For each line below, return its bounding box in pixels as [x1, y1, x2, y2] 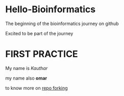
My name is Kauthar [5, 65, 48, 71]
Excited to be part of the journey [5, 30, 73, 36]
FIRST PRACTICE [5, 49, 78, 60]
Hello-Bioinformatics [5, 4, 96, 15]
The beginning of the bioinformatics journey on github [5, 20, 119, 27]
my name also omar [5, 75, 47, 81]
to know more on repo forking [5, 85, 68, 91]
